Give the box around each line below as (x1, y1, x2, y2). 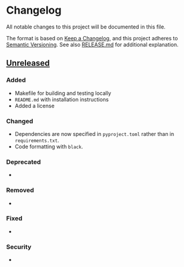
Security (6, 243, 31, 251)
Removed (6, 186, 34, 195)
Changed (6, 117, 34, 125)
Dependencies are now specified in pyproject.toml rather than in (14, 130, 175, 137)
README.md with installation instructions (14, 96, 109, 103)
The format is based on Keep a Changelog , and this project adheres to (6, 34, 178, 42)
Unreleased (6, 58, 50, 68)
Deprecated (6, 158, 42, 166)
